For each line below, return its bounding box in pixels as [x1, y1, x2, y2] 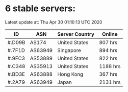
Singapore [57, 47, 81, 54]
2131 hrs [99, 79, 121, 86]
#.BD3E [7, 70, 26, 77]
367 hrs [99, 70, 118, 77]
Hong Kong [57, 70, 83, 77]
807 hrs [99, 39, 118, 46]
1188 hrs [99, 63, 121, 69]
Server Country [57, 30, 95, 37]
